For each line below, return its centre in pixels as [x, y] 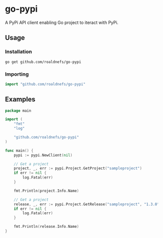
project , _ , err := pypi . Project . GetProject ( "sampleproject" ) [78, 169]
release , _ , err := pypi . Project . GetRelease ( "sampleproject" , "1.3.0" [87, 204]
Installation [19, 52]
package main [18, 111]
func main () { [19, 150]
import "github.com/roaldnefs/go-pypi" [45, 84]
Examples [20, 99]
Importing [17, 74]
